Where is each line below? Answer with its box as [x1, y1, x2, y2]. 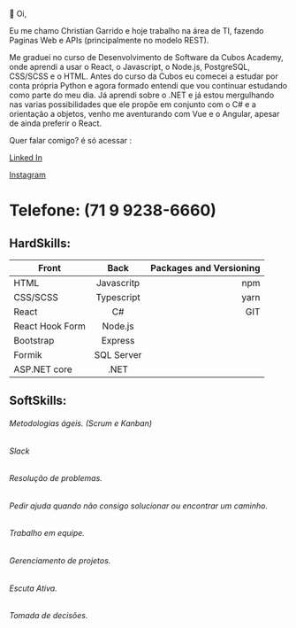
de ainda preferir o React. [9, 118, 102, 128]
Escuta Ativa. [9, 583, 57, 593]
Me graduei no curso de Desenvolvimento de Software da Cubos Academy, [9, 52, 285, 62]
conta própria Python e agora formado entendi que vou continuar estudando [9, 81, 288, 90]
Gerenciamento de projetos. [9, 555, 111, 566]
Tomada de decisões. [9, 610, 88, 621]
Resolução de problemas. [9, 473, 103, 484]
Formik [13, 349, 42, 361]
